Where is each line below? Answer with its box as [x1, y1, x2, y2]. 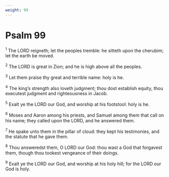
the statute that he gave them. [5, 134, 69, 140]
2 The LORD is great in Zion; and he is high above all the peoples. [5, 62, 142, 70]
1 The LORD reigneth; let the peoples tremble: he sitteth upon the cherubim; [5, 47, 164, 54]
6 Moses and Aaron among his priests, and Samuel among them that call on [5, 111, 164, 118]
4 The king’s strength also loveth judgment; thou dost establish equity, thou [5, 84, 163, 91]
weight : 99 [5, 7, 29, 13]
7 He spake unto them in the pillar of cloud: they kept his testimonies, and [5, 127, 160, 135]
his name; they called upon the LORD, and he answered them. [5, 117, 135, 123]
